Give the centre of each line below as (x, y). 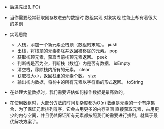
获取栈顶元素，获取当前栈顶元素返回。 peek (62, 57)
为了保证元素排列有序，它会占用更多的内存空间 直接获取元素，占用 (86, 109)
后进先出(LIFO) (25, 7)
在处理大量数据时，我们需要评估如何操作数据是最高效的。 (68, 92)
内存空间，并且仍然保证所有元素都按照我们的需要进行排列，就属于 (86, 115)
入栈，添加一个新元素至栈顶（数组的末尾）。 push (67, 45)
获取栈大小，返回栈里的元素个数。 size (57, 76)
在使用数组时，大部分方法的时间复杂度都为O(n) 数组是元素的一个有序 (80, 103)
